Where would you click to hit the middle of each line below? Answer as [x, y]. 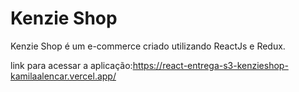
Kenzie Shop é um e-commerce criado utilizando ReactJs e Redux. [148, 46]
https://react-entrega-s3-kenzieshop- [210, 65]
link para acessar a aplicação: [71, 65]
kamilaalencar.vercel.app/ [63, 76]
